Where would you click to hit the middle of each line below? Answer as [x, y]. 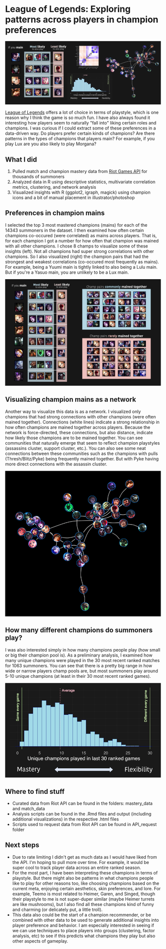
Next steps [22, 845]
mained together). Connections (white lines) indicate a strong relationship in [82, 422]
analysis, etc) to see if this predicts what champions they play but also [84, 936]
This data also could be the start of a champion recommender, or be [82, 914]
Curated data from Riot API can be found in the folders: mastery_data [83, 803]
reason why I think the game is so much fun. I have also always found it [78, 118]
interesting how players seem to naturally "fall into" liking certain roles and [81, 123]
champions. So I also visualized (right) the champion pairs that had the [77, 256]
